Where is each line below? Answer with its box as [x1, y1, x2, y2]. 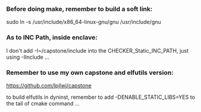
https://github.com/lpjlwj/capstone [6, 81, 92, 89]
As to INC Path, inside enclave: [6, 34, 98, 42]
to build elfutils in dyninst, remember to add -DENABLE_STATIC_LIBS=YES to [6, 93, 196, 101]
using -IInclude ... [6, 53, 50, 60]
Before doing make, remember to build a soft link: [6, 5, 153, 13]
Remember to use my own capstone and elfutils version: [6, 68, 174, 77]
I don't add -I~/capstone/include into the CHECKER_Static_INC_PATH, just [6, 47, 189, 54]
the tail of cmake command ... [6, 99, 80, 107]
